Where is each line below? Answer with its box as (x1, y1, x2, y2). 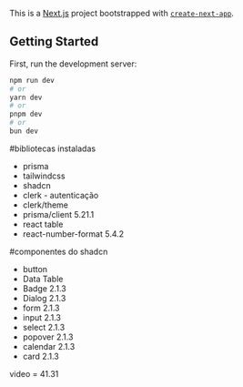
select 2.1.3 (22, 321, 66, 332)
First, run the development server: (9, 58, 137, 69)
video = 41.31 (9, 368, 59, 379)
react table (22, 219, 64, 229)
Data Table (22, 273, 64, 284)
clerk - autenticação (22, 189, 99, 200)
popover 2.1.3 (22, 331, 74, 342)
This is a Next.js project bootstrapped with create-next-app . (9, 8, 235, 18)
